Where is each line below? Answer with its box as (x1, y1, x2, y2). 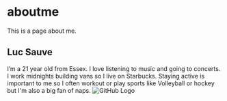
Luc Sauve (7, 46, 53, 58)
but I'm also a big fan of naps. (7, 86, 91, 94)
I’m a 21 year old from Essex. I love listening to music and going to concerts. (7, 64, 221, 72)
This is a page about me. (7, 27, 77, 35)
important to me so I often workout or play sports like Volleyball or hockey (7, 79, 215, 87)
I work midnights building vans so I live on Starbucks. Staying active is (7, 72, 205, 80)
